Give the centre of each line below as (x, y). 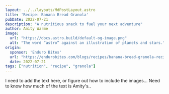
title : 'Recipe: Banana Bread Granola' (47, 15)
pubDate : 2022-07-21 (27, 19)
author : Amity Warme (27, 29)
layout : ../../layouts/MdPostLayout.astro (50, 10)
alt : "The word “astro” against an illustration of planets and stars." (88, 43)
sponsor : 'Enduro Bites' (36, 52)
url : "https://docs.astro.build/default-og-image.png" (68, 38)
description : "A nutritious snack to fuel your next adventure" (74, 24)
